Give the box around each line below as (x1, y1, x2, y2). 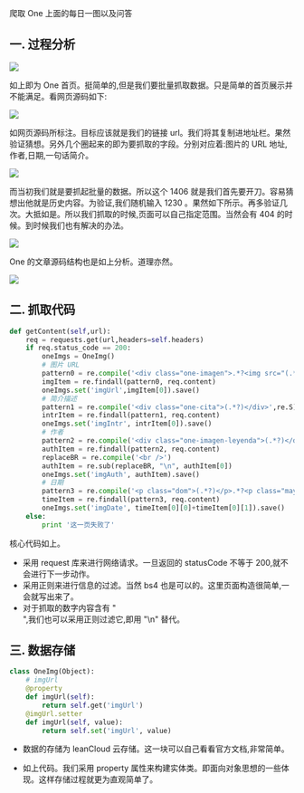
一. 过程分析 (9, 37, 76, 53)
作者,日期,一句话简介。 (9, 149, 94, 160)
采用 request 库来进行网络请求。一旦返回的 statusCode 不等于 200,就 (22, 557, 281, 568)
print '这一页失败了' (42, 520, 115, 530)
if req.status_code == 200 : (25, 343, 131, 353)
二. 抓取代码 (9, 302, 76, 318)
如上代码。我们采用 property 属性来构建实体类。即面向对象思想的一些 (22, 763, 282, 774)
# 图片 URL (42, 360, 81, 369)
